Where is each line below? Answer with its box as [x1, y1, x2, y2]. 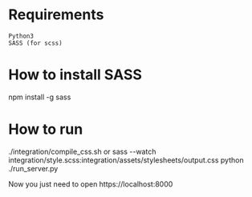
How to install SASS [8, 66, 143, 84]
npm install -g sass [8, 92, 71, 102]
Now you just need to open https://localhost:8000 [8, 179, 173, 189]
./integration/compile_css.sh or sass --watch [8, 147, 156, 156]
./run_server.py [8, 163, 59, 173]
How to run [8, 120, 83, 139]
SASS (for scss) [8, 38, 63, 47]
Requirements [8, 6, 104, 24]
